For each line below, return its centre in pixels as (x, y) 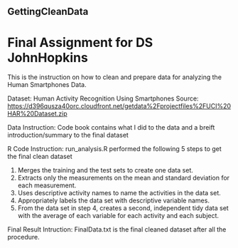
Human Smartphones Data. (47, 85)
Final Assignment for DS (80, 42)
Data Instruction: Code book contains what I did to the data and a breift (111, 128)
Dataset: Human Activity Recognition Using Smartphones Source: (103, 98)
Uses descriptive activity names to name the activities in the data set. (119, 193)
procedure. (24, 237)
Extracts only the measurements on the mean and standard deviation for (123, 178)
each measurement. (47, 185)
